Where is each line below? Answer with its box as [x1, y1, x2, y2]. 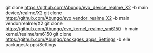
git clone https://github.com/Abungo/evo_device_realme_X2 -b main [5, 5, 148, 10]
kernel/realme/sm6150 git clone [5, 31, 72, 37]
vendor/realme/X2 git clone [5, 20, 63, 26]
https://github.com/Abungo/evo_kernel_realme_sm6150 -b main [5, 26, 139, 32]
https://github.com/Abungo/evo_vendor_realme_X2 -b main [5, 15, 130, 21]
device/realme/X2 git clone [5, 10, 62, 16]
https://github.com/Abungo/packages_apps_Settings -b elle [5, 36, 131, 42]
